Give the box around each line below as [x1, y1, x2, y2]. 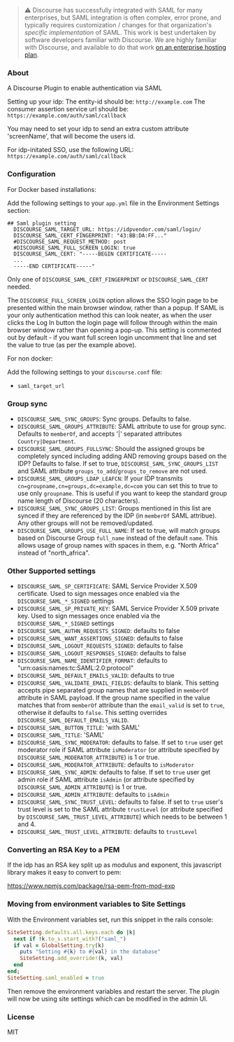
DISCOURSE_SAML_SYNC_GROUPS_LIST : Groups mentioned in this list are [17, 503, 212, 512]
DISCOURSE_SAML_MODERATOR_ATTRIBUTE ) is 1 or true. [17, 753, 160, 762]
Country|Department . [17, 437, 76, 445]
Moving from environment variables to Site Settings [7, 899, 187, 909]
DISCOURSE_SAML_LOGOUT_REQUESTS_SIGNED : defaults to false [17, 641, 184, 650]
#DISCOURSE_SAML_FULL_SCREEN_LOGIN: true [13, 244, 136, 251]
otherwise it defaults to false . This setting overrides [17, 709, 168, 717]
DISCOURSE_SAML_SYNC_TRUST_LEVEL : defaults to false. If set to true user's [17, 798, 224, 806]
